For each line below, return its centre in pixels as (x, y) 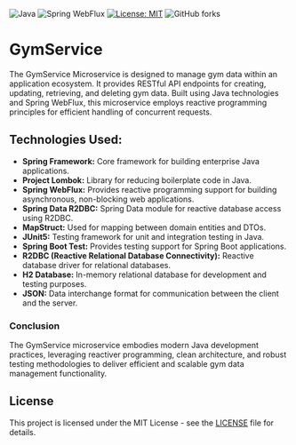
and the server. (50, 303)
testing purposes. (54, 283)
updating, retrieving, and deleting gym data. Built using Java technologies (144, 92)
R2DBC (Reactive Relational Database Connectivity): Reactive (138, 255)
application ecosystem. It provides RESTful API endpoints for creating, (138, 83)
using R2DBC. (48, 218)
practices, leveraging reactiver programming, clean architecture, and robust (148, 354)
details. (23, 432)
